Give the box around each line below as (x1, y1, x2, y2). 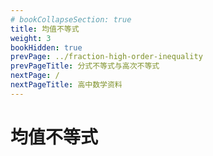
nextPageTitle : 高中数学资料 (10, 80, 123, 90)
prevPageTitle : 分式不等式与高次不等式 (10, 61, 160, 71)
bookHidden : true (10, 42, 83, 53)
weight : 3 (10, 33, 52, 43)
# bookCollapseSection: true (10, 14, 132, 25)
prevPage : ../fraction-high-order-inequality (10, 52, 203, 62)
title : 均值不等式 (10, 24, 80, 34)
